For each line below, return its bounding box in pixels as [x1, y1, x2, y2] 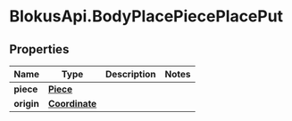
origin [13, 98, 40, 109]
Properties [9, 42, 70, 57]
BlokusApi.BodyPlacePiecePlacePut [9, 6, 284, 27]
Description [105, 69, 156, 80]
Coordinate [47, 98, 97, 109]
